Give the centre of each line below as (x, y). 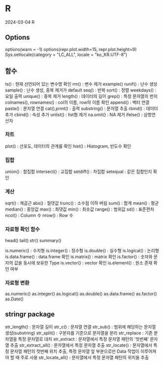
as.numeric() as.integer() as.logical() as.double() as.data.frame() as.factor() (81, 294)
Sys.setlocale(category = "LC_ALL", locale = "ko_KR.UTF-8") (66, 54)
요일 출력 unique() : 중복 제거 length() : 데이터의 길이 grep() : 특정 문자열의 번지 (81, 96)
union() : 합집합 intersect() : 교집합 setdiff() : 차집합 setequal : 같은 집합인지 (79, 171)
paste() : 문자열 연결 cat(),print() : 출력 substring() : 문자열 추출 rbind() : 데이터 (82, 108)
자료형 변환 (17, 283)
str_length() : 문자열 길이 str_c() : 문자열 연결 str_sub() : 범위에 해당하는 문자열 (81, 327)
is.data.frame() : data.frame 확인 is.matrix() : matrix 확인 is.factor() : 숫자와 (79, 256)
